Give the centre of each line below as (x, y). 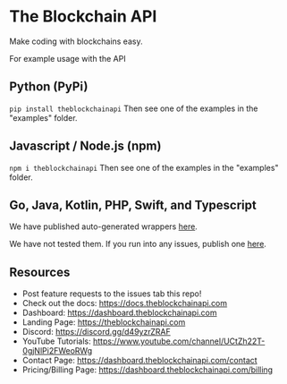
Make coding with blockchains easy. (76, 41)
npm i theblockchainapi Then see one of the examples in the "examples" (144, 167)
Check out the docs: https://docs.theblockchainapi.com (125, 303)
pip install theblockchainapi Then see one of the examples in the (134, 108)
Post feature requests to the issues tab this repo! (112, 294)
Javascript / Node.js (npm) (85, 146)
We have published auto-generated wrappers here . (104, 226)
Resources (40, 272)
